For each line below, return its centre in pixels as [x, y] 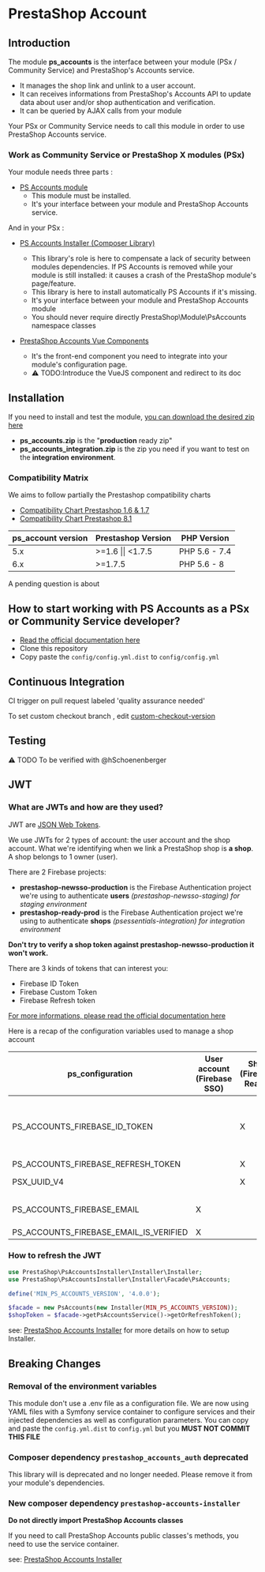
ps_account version [50, 538]
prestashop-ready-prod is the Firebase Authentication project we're [131, 912]
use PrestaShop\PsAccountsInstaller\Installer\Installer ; [105, 1272]
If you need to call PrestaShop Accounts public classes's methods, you [123, 1536]
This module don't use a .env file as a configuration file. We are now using [129, 1403]
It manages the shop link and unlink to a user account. [107, 85]
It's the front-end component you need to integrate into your [129, 356]
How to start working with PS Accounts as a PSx [129, 609]
